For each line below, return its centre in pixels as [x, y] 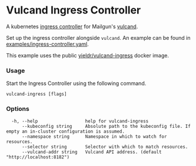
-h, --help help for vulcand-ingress [80, 121]
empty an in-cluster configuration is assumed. [66, 131]
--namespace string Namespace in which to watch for [94, 136]
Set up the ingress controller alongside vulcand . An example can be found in [98, 38]
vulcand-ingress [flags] [36, 94]
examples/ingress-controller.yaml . [48, 44]
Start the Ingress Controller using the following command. [76, 83]
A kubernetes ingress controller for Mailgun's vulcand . [72, 26]
